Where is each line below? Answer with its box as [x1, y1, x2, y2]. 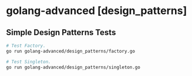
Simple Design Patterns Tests [6, 27, 116, 37]
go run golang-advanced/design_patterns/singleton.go [6, 64, 141, 70]
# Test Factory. [6, 43, 46, 49]
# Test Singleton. [6, 58, 51, 65]
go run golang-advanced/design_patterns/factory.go [6, 48, 135, 54]
